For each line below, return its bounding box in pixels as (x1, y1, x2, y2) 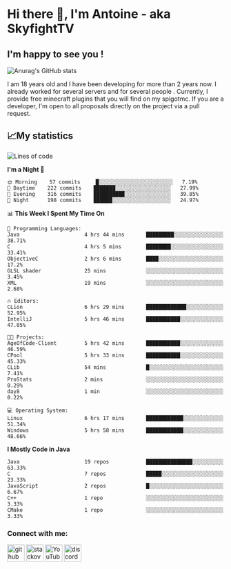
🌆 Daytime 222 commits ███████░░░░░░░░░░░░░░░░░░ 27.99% (7, 184, 199, 192)
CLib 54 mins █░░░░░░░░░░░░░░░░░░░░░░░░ (7, 363, 224, 371)
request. (7, 110, 31, 117)
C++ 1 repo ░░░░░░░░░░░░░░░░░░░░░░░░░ (7, 495, 224, 501)
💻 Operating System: (7, 407, 69, 414)
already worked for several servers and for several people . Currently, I (7, 88, 208, 95)
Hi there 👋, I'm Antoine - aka (7, 6, 171, 22)
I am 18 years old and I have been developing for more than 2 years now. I (7, 80, 217, 88)
